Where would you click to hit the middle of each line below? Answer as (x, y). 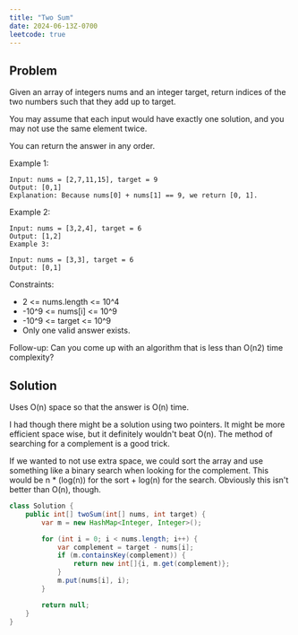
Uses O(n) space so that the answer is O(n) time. (99, 407)
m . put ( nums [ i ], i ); (93, 580)
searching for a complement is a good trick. (89, 444)
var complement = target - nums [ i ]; (125, 547)
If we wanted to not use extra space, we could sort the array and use (136, 461)
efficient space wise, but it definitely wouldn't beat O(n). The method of (141, 434)
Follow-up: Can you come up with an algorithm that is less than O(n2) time (146, 348)
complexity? (32, 357)
